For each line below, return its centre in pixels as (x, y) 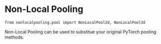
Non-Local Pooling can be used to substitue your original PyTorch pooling (80, 31)
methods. (14, 37)
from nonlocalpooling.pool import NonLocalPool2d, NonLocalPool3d (75, 22)
